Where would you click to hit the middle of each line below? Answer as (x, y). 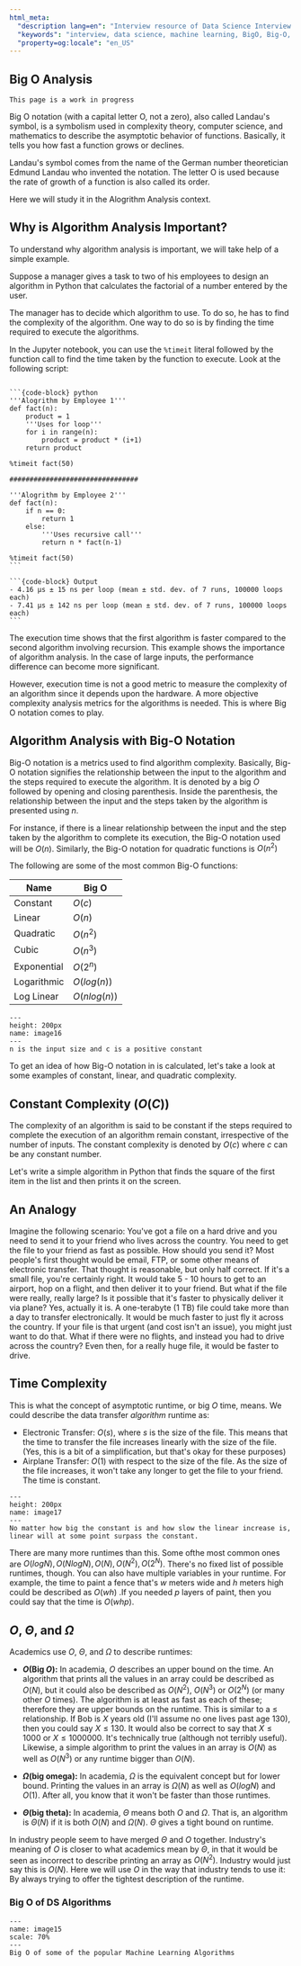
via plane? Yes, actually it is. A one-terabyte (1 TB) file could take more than (149, 1307)
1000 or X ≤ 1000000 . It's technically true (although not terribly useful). (155, 1737)
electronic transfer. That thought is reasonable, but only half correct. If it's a (150, 1269)
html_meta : (30, 18)
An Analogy (43, 1210)
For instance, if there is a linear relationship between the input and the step (148, 828)
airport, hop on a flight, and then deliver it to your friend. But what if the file (148, 1288)
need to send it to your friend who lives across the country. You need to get (149, 1240)
